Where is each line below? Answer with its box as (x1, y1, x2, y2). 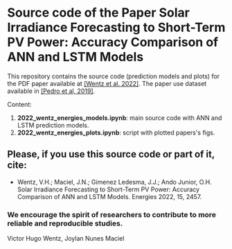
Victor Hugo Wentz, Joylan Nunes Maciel (7, 234, 125, 243)
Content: (7, 100, 33, 108)
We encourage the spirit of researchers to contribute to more (7, 209, 217, 219)
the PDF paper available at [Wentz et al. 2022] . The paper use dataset (7, 79, 207, 87)
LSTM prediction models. (17, 121, 89, 129)
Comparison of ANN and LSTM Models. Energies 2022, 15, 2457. (17, 192, 202, 200)
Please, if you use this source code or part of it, (7, 148, 215, 160)
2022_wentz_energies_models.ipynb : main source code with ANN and (17, 113, 222, 122)
